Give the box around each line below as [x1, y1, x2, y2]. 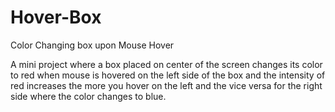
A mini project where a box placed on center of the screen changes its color [10, 58, 323, 70]
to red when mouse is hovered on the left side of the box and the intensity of [10, 69, 326, 81]
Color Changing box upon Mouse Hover [10, 39, 175, 51]
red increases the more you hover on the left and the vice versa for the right [10, 79, 323, 91]
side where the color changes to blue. [10, 90, 167, 102]
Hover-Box [10, 6, 102, 29]
